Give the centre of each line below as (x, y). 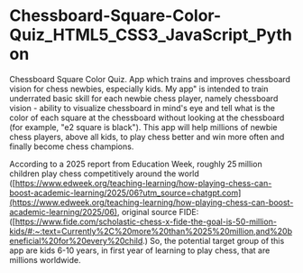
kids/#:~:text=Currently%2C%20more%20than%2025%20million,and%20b (151, 231)
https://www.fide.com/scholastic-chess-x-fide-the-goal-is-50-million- (146, 221)
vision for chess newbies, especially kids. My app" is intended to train (139, 89)
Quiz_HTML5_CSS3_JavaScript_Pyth (151, 35)
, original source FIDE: (158, 212)
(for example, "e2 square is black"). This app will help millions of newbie (143, 127)
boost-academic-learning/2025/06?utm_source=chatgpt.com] (125, 193)
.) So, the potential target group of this (214, 240)
